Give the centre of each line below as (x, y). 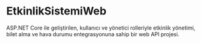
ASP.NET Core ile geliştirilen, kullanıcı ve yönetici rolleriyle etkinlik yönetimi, (101, 28)
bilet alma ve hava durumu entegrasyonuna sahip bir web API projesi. (93, 34)
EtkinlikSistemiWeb (56, 11)
